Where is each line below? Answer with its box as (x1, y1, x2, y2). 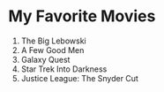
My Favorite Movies (8, 6, 156, 27)
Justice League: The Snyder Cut (20, 73, 138, 83)
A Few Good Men (20, 44, 85, 55)
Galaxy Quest (20, 54, 71, 65)
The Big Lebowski (20, 35, 86, 46)
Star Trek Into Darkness (20, 64, 108, 74)
